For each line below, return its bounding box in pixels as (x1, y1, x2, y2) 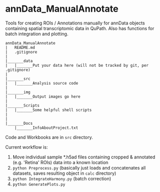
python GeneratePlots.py (12, 182, 66, 187)
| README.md (5, 45, 36, 50)
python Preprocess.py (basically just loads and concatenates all (12, 164, 146, 171)
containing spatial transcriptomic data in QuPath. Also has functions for (5, 25, 154, 31)
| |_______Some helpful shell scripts (5, 107, 92, 113)
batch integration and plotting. (5, 31, 69, 37)
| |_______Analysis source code (5, 80, 79, 86)
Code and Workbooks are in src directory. (5, 134, 93, 140)
